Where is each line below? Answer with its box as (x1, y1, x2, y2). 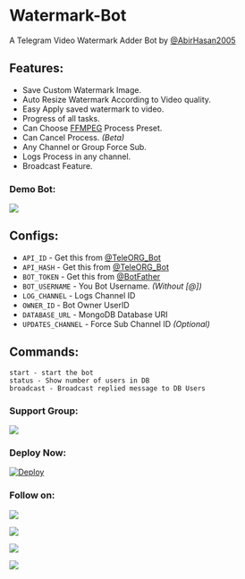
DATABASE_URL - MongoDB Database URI (21, 309, 168, 320)
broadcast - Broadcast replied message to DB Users (9, 383, 206, 393)
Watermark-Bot (9, 5, 127, 26)
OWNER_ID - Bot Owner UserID (21, 299, 130, 310)
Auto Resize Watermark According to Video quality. (21, 94, 212, 105)
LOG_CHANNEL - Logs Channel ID (21, 289, 136, 300)
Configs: (9, 229, 59, 244)
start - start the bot (9, 368, 94, 377)
